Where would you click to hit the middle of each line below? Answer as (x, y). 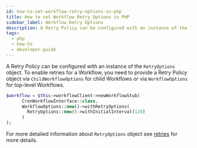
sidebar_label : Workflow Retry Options (55, 22)
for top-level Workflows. (35, 85)
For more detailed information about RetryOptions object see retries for (92, 134)
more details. (22, 140)
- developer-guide (34, 50)
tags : (13, 33)
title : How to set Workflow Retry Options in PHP (68, 17)
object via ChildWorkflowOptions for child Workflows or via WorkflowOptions (97, 78)
